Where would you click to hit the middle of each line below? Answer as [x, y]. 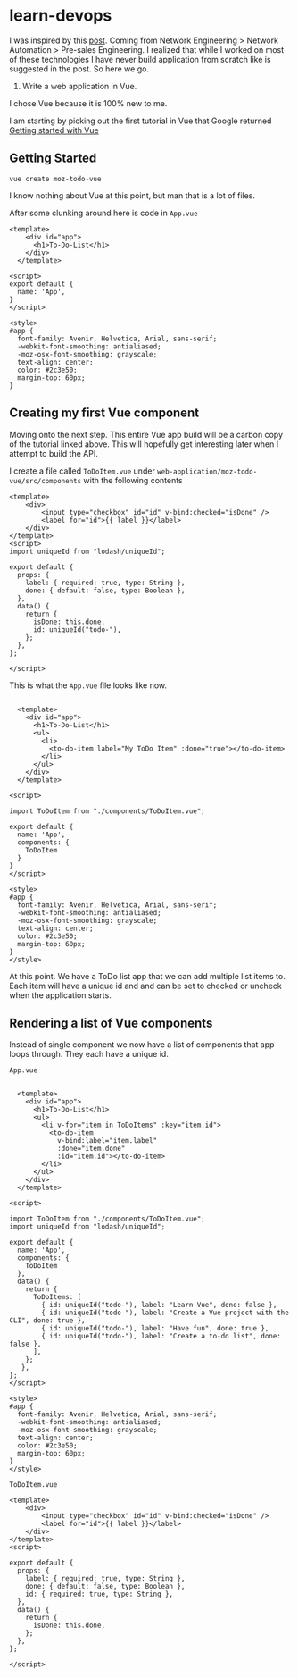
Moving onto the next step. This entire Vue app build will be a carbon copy [146, 434]
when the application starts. [60, 995]
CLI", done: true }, [48, 1321]
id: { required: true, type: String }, [99, 1594]
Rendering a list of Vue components [111, 1023]
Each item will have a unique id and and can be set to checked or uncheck [146, 986]
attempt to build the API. [54, 453]
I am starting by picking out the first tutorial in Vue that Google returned [141, 121]
